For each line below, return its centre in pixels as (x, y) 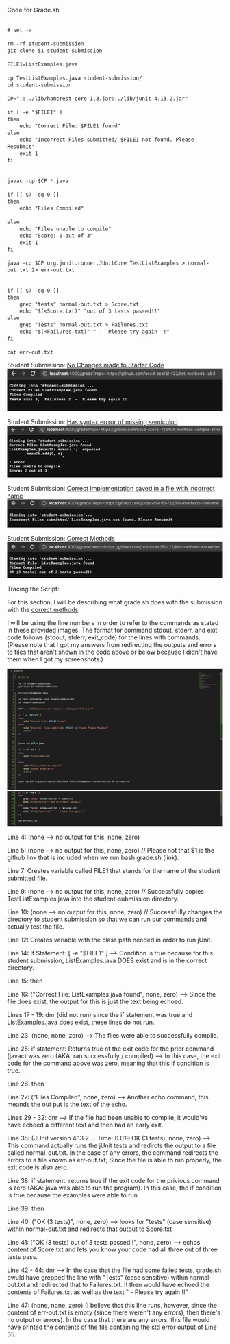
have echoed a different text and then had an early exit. (85, 1125)
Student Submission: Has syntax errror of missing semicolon (92, 421)
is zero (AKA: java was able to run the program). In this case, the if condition (115, 1188)
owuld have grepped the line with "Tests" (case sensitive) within (98, 1278)
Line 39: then (26, 1208)
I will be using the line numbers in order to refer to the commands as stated (113, 622)
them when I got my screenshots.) (55, 659)
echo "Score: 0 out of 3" (56, 236)
